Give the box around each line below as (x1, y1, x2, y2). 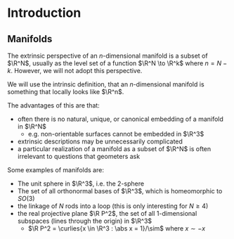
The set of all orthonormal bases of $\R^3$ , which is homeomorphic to (17, 187, 223, 195)
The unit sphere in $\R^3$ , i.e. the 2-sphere (17, 179, 145, 188)
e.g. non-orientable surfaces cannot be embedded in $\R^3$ (27, 130, 204, 138)
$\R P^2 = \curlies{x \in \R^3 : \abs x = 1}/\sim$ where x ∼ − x (27, 224, 206, 233)
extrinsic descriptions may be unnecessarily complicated (17, 137, 183, 146)
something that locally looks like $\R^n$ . (7, 88, 124, 96)
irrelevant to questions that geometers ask (17, 153, 141, 160)
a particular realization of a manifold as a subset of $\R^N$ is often (17, 145, 212, 153)
